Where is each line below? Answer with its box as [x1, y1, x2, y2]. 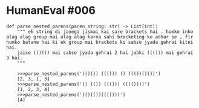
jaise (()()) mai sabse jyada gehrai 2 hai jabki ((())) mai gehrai [17, 49, 194, 56]
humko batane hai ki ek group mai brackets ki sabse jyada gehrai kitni [6, 39, 194, 45]
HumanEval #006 [6, 4, 96, 17]
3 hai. [6, 55, 23, 61]
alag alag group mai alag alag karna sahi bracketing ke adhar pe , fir [6, 34, 194, 40]
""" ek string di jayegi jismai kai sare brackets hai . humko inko [17, 28, 194, 35]
